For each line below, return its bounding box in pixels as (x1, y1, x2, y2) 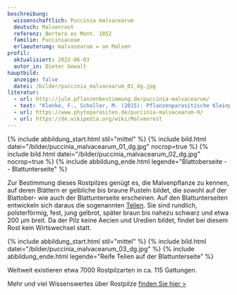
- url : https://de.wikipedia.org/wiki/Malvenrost (13, 115, 162, 122)
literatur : (7, 89, 39, 96)
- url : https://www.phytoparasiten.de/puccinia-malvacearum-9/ (13, 109, 203, 116)
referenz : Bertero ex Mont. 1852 (13, 30, 112, 37)
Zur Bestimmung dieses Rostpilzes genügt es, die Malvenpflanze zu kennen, (7, 178, 229, 187)
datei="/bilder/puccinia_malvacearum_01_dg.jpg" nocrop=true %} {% (7, 142, 209, 150)
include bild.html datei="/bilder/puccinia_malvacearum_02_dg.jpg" (7, 150, 201, 158)
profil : (7, 50, 30, 57)
